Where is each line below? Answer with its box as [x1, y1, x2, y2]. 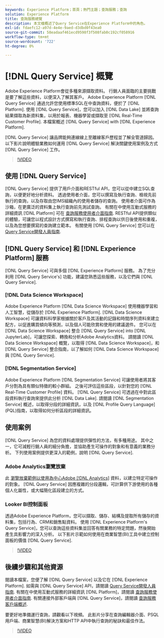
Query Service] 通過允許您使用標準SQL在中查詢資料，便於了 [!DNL [5, 100, 140, 106]
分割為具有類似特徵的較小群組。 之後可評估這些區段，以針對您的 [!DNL [9, 383, 152, 388]
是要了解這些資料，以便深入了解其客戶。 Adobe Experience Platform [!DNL [5, 94, 156, 100]
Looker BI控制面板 [5, 500, 48, 507]
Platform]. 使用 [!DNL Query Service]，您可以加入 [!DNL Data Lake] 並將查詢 [5, 106, 159, 112]
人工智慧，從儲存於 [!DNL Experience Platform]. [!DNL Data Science [5, 309, 142, 315]
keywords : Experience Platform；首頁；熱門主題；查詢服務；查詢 [5, 7, 127, 12]
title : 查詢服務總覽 [5, 16, 43, 21]
